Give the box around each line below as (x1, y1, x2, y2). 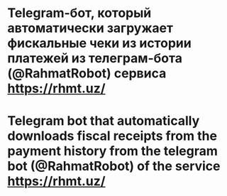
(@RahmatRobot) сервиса (7, 65, 167, 82)
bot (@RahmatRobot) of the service (7, 158, 221, 175)
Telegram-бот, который (7, 5, 152, 21)
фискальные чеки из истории (7, 36, 192, 51)
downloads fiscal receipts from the (7, 128, 218, 144)
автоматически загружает (7, 20, 174, 36)
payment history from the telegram (7, 143, 218, 159)
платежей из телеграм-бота (7, 50, 183, 67)
